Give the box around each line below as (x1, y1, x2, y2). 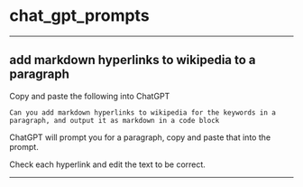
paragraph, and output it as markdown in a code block (9, 116, 220, 125)
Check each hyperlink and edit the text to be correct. (9, 159, 206, 170)
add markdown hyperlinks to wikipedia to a (9, 52, 256, 68)
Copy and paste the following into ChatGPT (9, 90, 170, 101)
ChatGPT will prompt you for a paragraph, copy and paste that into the (9, 132, 271, 143)
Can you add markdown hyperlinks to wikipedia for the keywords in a (9, 108, 277, 117)
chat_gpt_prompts (9, 5, 151, 26)
